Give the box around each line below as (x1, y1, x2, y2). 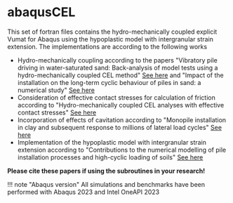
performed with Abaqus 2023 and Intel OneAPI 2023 (7, 188, 160, 196)
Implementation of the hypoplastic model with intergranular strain (17, 138, 207, 146)
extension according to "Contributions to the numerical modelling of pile (17, 145, 227, 154)
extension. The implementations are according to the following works (7, 42, 208, 51)
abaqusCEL (7, 4, 76, 20)
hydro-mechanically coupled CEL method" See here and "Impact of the (17, 71, 224, 79)
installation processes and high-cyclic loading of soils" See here (17, 152, 204, 162)
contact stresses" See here (17, 108, 97, 117)
